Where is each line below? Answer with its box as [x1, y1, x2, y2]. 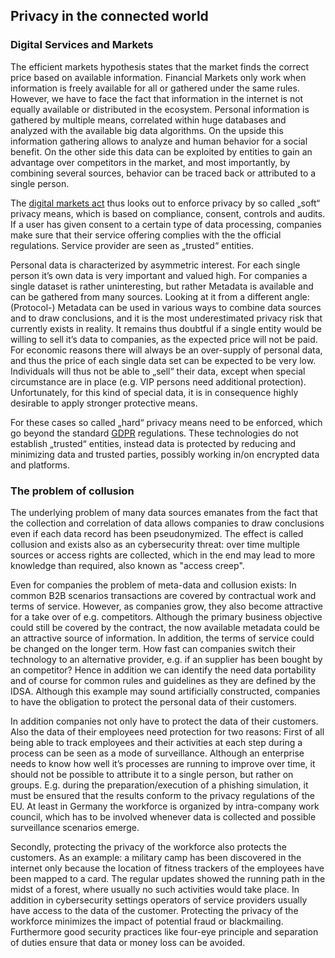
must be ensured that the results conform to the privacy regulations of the [10, 789, 315, 801]
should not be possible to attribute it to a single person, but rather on [10, 768, 294, 780]
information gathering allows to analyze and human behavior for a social [10, 135, 308, 147]
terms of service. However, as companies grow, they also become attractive [10, 600, 324, 612]
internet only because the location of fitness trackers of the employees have [10, 862, 325, 874]
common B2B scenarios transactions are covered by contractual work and [10, 589, 317, 601]
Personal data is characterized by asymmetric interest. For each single [10, 259, 301, 271]
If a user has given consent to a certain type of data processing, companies [10, 218, 322, 230]
